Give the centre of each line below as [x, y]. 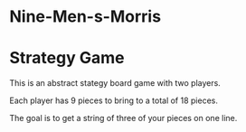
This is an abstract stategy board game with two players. [115, 83]
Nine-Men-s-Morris [85, 17]
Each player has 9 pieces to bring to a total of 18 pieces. [114, 100]
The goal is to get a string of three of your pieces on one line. [123, 118]
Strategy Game [67, 58]
